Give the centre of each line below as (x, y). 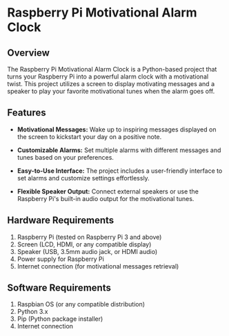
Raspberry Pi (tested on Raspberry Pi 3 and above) (89, 237)
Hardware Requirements (61, 221)
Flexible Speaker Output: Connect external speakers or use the (108, 191)
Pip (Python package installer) (60, 319)
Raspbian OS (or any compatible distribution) (81, 304)
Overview (29, 53)
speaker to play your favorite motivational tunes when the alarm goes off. (111, 91)
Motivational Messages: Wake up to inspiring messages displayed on (117, 129)
